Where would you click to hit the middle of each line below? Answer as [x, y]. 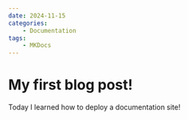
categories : [28, 23]
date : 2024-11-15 [37, 16]
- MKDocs [37, 46]
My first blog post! [70, 85]
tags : [17, 38]
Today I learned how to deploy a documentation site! [94, 107]
